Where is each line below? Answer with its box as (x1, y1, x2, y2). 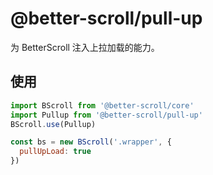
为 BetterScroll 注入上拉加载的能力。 (10, 41, 160, 53)
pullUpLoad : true (19, 147, 92, 157)
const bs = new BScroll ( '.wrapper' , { (10, 137, 172, 147)
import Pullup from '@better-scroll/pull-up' (10, 110, 203, 120)
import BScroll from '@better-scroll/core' (10, 100, 195, 111)
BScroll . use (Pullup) (10, 119, 97, 129)
